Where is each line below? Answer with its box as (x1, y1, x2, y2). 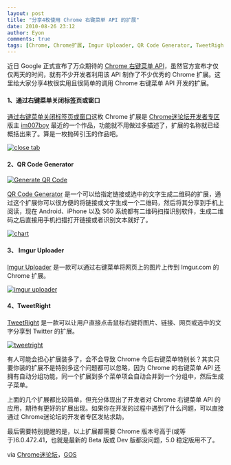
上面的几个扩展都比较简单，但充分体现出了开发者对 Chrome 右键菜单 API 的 (7, 395, 221, 403)
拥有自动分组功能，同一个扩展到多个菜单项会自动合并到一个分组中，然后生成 (7, 372, 224, 380)
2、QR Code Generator (7, 160, 74, 169)
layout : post (7, 10, 45, 17)
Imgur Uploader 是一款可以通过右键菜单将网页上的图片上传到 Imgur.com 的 (7, 263, 219, 271)
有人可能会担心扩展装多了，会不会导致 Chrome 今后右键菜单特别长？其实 (7, 355, 214, 363)
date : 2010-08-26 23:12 (7, 23, 76, 30)
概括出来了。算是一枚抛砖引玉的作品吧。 (7, 130, 122, 138)
